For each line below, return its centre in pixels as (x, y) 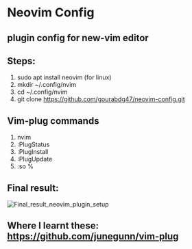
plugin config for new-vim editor (78, 38)
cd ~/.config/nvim (42, 92)
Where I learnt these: (53, 226)
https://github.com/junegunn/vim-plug (93, 236)
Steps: (21, 61)
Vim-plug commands (53, 121)
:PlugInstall (33, 152)
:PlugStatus (33, 144)
